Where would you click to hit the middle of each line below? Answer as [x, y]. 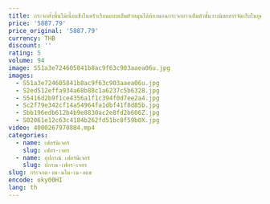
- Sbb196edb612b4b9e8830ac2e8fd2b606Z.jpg [88, 113]
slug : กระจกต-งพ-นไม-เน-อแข [50, 173]
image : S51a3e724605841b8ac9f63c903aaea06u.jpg [90, 68]
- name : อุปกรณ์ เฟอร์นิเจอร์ [53, 157]
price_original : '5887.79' [53, 31]
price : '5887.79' [37, 23]
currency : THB [32, 38]
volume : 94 [27, 61]
